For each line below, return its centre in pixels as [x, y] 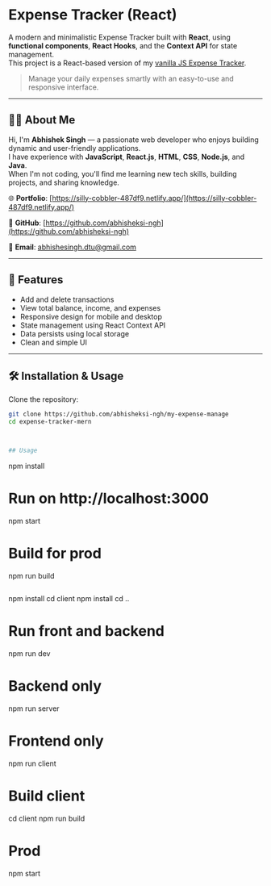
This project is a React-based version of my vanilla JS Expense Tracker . [127, 63]
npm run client [32, 763]
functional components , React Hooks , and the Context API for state [123, 45]
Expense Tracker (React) [93, 15]
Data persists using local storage [75, 333]
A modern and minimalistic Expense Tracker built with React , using [120, 37]
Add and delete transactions [67, 299]
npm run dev [29, 653]
